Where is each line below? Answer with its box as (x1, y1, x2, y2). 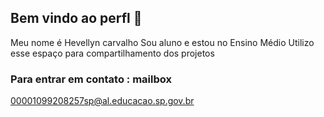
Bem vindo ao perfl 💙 (10, 10, 143, 27)
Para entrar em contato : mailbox (10, 72, 172, 86)
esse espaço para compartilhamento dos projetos (10, 47, 215, 59)
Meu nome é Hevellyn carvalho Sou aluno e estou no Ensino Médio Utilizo (10, 36, 315, 48)
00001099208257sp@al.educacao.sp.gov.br (10, 95, 195, 107)
